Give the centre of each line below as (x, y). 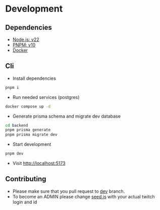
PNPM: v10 (24, 45)
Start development (32, 144)
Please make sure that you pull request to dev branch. (69, 191)
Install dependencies (34, 78)
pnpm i (12, 87)
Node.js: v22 (26, 39)
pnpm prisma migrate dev (31, 135)
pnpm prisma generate (28, 130)
